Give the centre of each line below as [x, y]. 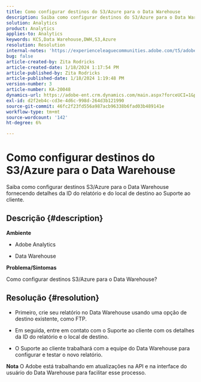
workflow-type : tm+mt [33, 112]
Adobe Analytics [35, 244]
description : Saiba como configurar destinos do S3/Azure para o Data [96, 17]
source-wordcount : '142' [37, 117]
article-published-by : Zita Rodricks [53, 73]
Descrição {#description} [55, 218]
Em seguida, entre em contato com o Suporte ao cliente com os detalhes [105, 330]
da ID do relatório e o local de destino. [62, 337]
